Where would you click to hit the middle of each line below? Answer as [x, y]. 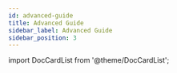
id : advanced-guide [41, 15]
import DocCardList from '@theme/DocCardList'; [89, 60]
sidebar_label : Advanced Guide [60, 30]
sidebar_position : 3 [43, 38]
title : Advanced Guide [46, 23]
